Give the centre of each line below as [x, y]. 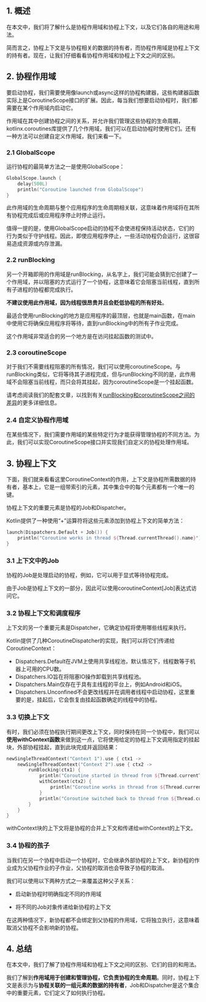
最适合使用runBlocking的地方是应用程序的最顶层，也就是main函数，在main [101, 315]
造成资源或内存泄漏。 [38, 243]
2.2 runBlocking [31, 260]
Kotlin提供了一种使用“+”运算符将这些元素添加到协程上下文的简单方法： [96, 521]
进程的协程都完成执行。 [47, 289]
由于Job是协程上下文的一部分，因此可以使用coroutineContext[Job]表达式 [99, 588]
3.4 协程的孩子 [28, 846]
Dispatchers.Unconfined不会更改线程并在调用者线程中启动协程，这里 [102, 692]
